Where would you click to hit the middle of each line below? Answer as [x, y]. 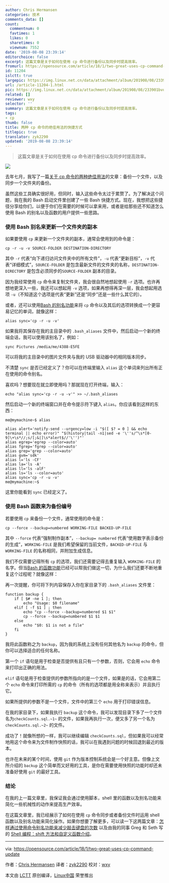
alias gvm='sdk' [22, 456]
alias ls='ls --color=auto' [35, 473]
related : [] [18, 94]
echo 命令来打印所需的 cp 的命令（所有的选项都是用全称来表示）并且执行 [86, 684]
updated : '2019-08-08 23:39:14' [39, 141]
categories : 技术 [23, 15]
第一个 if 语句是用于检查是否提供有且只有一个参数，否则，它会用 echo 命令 [83, 661]
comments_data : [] [24, 19]
